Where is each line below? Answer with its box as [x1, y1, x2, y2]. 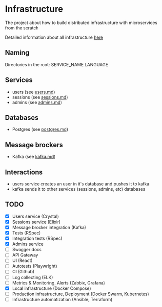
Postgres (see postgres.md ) [12, 127, 68, 132]
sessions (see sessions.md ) [12, 94, 68, 100]
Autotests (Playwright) [12, 263, 58, 269]
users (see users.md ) [12, 89, 55, 95]
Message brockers [5, 141, 63, 149]
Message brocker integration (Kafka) [12, 224, 86, 230]
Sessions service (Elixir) [12, 219, 61, 225]
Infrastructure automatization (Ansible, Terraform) [12, 296, 113, 302]
